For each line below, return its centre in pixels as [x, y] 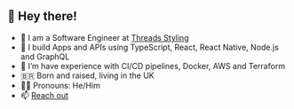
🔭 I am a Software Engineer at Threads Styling [104, 37]
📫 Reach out [44, 95]
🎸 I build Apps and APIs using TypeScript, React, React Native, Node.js [150, 47]
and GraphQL [45, 56]
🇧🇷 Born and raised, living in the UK [87, 75]
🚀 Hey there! [43, 16]
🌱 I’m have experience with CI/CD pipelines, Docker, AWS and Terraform [152, 66]
